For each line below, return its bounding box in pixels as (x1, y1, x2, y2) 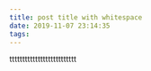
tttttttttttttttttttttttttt (9, 54, 77, 65)
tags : (9, 29, 30, 38)
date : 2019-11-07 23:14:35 (9, 21, 111, 30)
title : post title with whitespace (9, 12, 143, 22)
